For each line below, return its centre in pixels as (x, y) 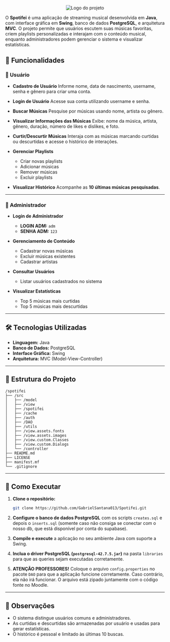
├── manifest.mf (22, 462)
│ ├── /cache (21, 413)
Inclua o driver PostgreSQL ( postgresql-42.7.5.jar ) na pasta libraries (88, 554)
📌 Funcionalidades (35, 61)
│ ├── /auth (20, 418)
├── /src (14, 396)
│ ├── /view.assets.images (36, 435)
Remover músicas (39, 172)
